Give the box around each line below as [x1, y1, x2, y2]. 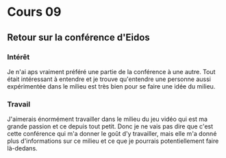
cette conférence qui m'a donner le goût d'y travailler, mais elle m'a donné [7, 130, 217, 138]
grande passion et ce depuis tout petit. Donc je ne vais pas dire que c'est [7, 122, 214, 131]
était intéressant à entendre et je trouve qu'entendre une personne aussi [7, 75, 211, 83]
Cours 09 [7, 4, 62, 20]
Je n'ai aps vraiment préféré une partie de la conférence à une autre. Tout [7, 67, 216, 76]
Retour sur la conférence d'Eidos [7, 32, 151, 43]
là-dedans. [7, 144, 38, 153]
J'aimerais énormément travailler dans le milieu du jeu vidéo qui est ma [7, 115, 208, 124]
